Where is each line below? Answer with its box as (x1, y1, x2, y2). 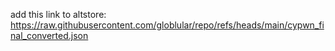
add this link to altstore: (10, 9, 107, 20)
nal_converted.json (10, 30, 89, 41)
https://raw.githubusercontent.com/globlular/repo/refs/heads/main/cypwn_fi (10, 19, 325, 31)
